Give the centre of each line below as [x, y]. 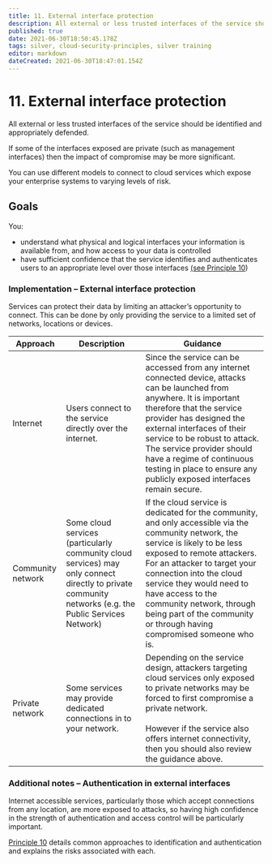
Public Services [96, 613]
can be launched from [187, 388]
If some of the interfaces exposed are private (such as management [122, 148]
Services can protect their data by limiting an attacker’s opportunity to [125, 306]
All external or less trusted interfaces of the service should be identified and [135, 123]
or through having [179, 624]
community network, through [201, 604]
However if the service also [197, 729]
